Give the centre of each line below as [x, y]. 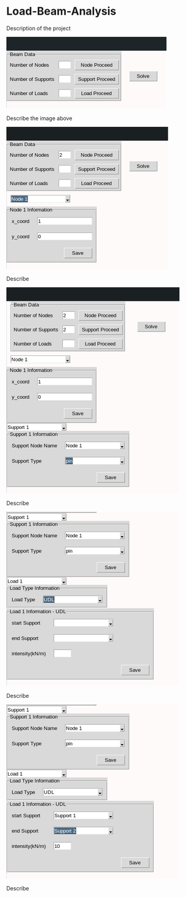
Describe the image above [39, 118]
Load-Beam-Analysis [61, 11]
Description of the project [39, 28]
